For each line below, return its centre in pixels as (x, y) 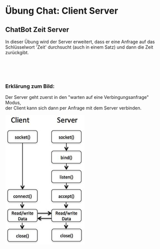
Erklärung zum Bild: (30, 86)
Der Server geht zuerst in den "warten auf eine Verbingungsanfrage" (77, 97)
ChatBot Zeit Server (37, 30)
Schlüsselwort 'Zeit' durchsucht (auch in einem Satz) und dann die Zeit (79, 47)
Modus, (13, 103)
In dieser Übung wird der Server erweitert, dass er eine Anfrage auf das (80, 42)
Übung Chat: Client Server (62, 11)
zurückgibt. (17, 52)
